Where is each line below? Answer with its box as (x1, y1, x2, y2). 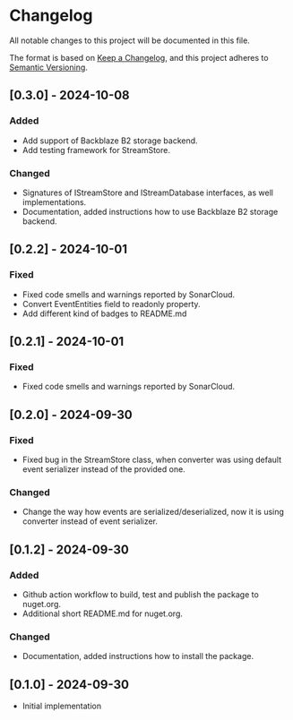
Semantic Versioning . (9, 62, 88, 73)
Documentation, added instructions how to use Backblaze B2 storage (22, 206, 279, 217)
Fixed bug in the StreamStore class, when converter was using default (22, 454, 282, 465)
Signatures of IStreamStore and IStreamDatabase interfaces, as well (22, 187, 273, 198)
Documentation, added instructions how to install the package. (22, 651, 254, 662)
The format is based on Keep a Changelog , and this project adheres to (9, 52, 269, 63)
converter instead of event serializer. (22, 516, 159, 527)
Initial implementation (22, 700, 102, 712)
